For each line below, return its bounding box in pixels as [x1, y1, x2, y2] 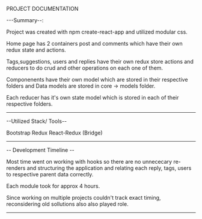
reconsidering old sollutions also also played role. [6, 200, 129, 208]
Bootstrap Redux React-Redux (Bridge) [6, 129, 103, 136]
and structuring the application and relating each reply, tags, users [26, 164, 192, 172]
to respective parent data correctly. [6, 171, 94, 178]
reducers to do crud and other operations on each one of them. [6, 64, 164, 71]
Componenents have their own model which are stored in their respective [6, 76, 188, 83]
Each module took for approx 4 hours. [6, 182, 100, 190]
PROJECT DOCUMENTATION [6, 5, 79, 12]
